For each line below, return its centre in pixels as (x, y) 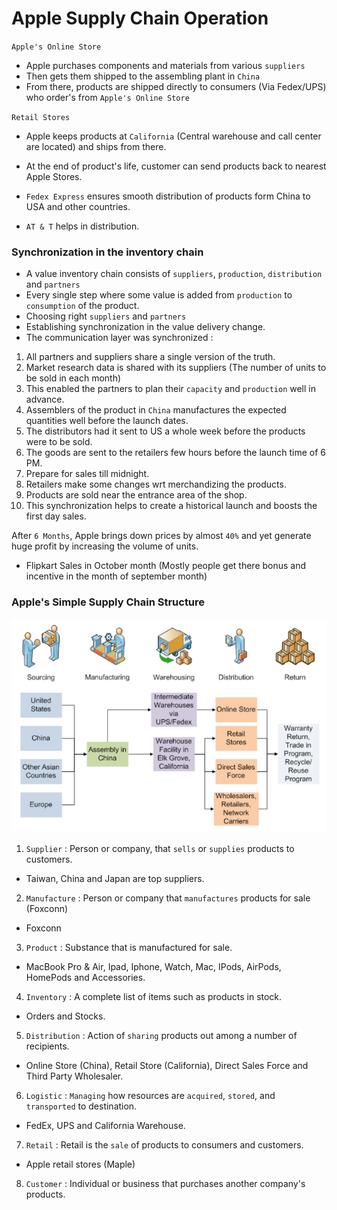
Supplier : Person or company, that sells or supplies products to (160, 848)
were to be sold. (59, 442)
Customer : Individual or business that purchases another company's (165, 1183)
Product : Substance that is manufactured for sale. (129, 947)
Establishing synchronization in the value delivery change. (145, 327)
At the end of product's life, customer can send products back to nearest (176, 166)
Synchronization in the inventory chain (107, 252)
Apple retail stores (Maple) (80, 1164)
